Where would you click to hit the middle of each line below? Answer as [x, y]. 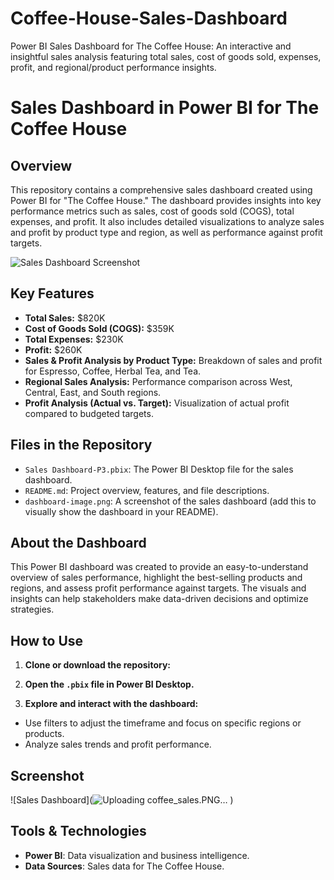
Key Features [52, 293]
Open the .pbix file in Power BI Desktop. [109, 684]
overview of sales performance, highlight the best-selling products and [156, 578]
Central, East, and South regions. [93, 392]
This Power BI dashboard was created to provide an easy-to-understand [159, 567]
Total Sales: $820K [65, 318]
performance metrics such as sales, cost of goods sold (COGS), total [152, 211]
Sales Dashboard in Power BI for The [165, 108]
